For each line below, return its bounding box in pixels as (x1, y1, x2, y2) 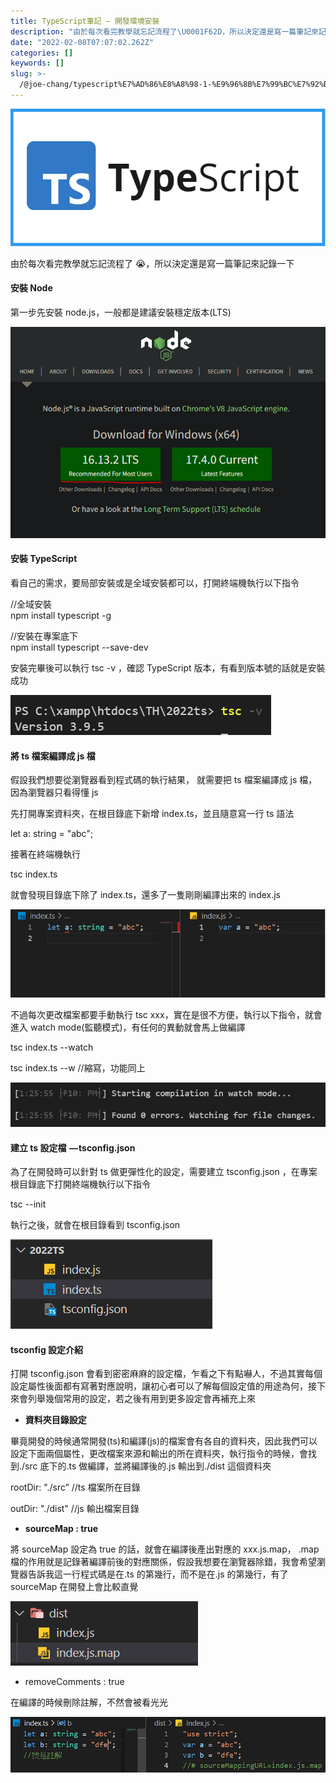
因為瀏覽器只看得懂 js (10, 786, 99, 799)
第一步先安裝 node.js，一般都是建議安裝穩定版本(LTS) (10, 306, 232, 318)
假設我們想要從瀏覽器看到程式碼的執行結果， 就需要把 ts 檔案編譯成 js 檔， (10, 774, 318, 786)
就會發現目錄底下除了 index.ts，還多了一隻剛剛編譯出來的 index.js (10, 889, 282, 901)
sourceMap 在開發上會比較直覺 (10, 1581, 139, 1593)
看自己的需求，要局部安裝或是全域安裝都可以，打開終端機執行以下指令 (10, 576, 300, 589)
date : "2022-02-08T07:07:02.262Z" (10, 37, 155, 47)
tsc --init (10, 1198, 47, 1210)
